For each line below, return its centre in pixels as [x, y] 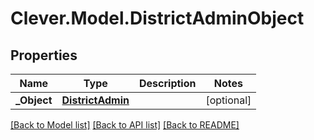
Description [168, 83]
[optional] [228, 100]
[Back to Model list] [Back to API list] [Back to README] [125, 125]
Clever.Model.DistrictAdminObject [157, 18]
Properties [44, 55]
